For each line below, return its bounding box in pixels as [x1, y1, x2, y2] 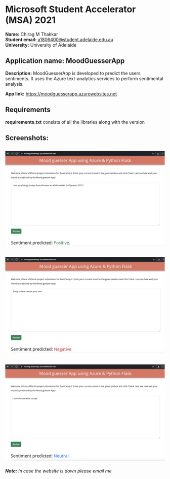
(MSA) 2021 [5, 14, 56, 26]
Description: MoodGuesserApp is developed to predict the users [5, 70, 141, 76]
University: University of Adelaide [5, 42, 77, 48]
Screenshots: [5, 133, 49, 142]
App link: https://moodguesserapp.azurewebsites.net [5, 90, 117, 97]
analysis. [5, 81, 24, 87]
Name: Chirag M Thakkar [5, 31, 58, 37]
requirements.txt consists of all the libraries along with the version [5, 119, 145, 125]
